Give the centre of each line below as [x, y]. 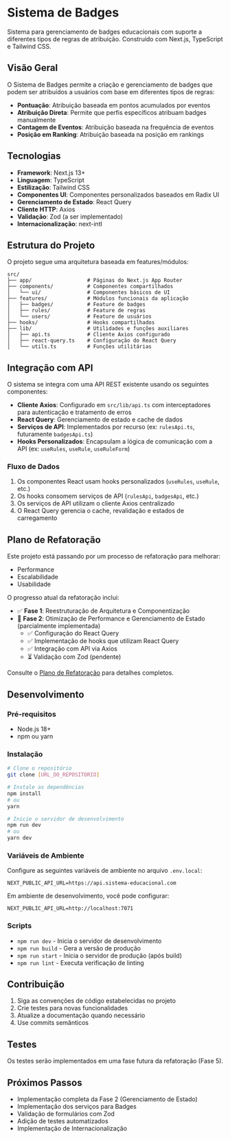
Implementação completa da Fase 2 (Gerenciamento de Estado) [107, 1099]
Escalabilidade [37, 577]
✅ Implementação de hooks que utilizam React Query [103, 641]
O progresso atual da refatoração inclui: [63, 598]
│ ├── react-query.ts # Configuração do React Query [92, 341]
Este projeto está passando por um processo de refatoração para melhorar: [114, 556]
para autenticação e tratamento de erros [74, 412]
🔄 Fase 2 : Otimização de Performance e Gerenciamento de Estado [111, 619]
